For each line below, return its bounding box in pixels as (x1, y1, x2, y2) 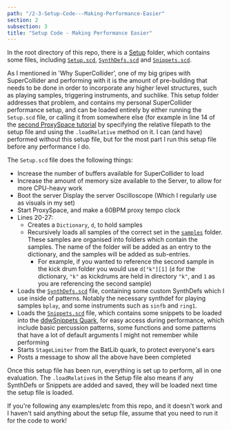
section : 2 (7, 17, 39, 24)
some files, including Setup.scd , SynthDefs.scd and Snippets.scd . (7, 56, 192, 64)
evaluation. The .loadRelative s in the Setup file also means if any (7, 374, 194, 382)
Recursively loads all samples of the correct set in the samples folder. (27, 228, 223, 236)
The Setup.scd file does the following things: (7, 156, 133, 165)
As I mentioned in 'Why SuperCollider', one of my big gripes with (7, 69, 191, 77)
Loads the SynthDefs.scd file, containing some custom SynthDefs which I (17, 287, 225, 295)
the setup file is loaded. (7, 389, 74, 397)
